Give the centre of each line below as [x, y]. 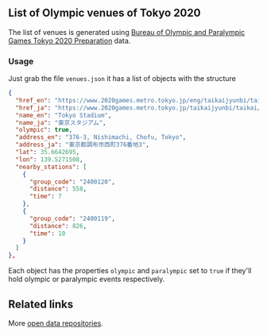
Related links [41, 304]
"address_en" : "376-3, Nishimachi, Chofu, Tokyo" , [101, 137]
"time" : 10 [47, 234]
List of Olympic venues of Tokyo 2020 [104, 13]
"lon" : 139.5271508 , [49, 159]
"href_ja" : [33, 108]
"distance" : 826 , [58, 226]
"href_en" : [33, 100]
